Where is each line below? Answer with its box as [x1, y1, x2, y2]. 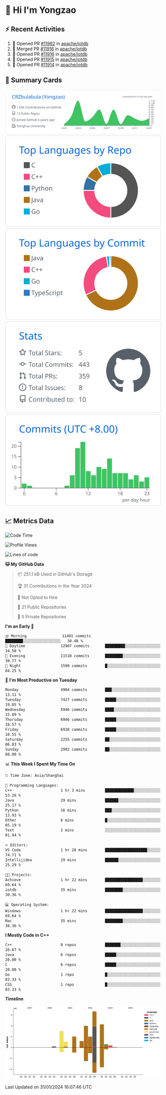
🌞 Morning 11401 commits [5, 634, 91, 639]
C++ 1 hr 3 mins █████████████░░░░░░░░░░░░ [5, 788, 161, 793]
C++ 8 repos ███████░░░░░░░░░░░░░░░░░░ [5, 942, 161, 947]
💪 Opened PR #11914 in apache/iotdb [12, 62, 88, 68]
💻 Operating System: [5, 902, 50, 908]
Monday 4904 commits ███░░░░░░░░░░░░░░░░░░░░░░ [5, 687, 161, 692]
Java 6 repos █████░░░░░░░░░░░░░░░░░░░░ [5, 952, 161, 957]
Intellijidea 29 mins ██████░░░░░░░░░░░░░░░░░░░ [5, 857, 161, 863]
